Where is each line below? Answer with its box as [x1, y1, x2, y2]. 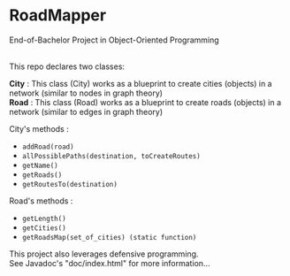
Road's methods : [9, 195, 73, 206]
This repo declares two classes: [9, 61, 126, 72]
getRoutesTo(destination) [21, 180, 118, 188]
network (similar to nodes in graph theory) [9, 88, 164, 98]
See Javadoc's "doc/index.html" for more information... [9, 257, 210, 268]
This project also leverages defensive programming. [9, 249, 199, 259]
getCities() [21, 223, 66, 233]
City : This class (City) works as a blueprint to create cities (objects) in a [9, 78, 272, 88]
